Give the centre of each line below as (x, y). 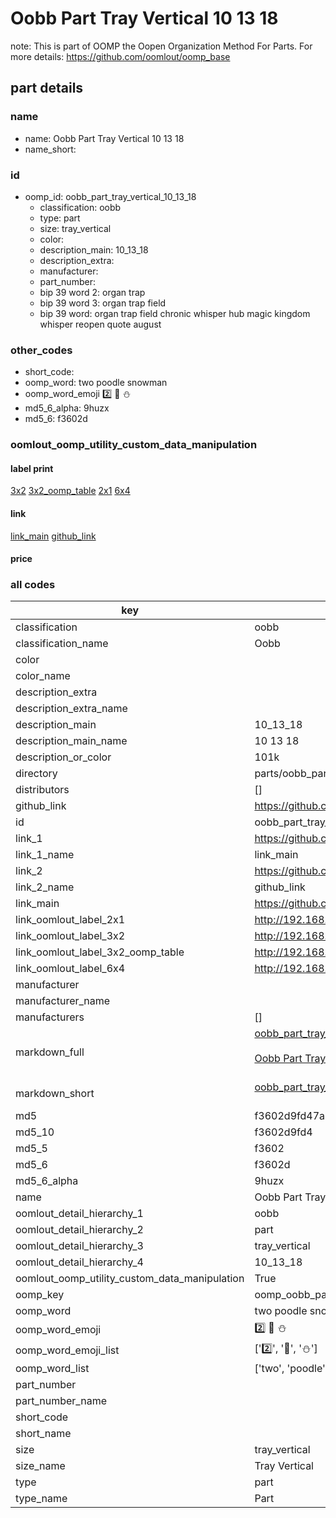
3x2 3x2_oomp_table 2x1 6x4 (70, 491)
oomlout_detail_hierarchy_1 (79, 1214)
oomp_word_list (52, 1369)
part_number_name (61, 1401)
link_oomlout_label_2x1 (70, 920)
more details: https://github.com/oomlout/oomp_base (120, 56)
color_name (43, 676)
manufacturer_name (63, 1001)
